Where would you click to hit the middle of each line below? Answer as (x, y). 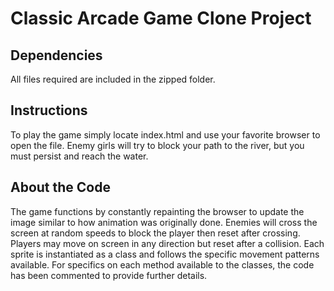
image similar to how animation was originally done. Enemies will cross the (164, 222)
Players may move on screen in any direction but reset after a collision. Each (167, 243)
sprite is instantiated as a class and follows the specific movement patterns (165, 254)
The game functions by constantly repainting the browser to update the (157, 211)
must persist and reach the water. (79, 156)
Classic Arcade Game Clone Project (161, 18)
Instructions (49, 110)
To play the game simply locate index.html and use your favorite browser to (165, 134)
